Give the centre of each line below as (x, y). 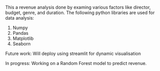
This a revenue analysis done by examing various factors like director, (78, 7)
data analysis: (20, 18)
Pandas (21, 33)
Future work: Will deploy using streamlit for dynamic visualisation (73, 53)
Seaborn (22, 44)
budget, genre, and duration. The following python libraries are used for (80, 13)
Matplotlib (23, 38)
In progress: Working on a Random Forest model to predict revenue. (76, 63)
